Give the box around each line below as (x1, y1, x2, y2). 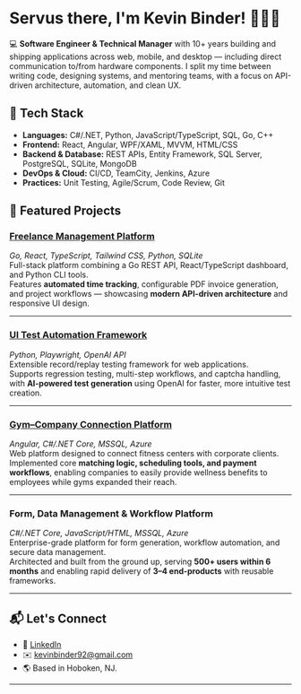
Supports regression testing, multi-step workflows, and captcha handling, (9, 368, 281, 379)
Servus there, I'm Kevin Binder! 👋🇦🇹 (9, 8, 281, 29)
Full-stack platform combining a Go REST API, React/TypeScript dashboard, (9, 260, 288, 271)
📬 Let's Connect (9, 611, 107, 626)
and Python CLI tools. (9, 269, 90, 281)
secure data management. (9, 547, 107, 558)
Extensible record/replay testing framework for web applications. (9, 359, 249, 369)
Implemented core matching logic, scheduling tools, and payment (9, 457, 257, 469)
